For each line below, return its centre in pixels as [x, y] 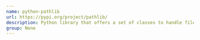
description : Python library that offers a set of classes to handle [94, 22]
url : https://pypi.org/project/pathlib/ [57, 17]
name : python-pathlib [33, 11]
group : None [21, 28]
